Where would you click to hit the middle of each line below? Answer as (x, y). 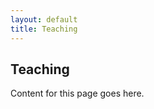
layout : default (44, 19)
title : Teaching (44, 29)
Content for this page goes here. (77, 93)
